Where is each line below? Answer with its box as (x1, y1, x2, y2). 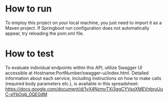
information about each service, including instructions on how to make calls (5, 75, 161, 81)
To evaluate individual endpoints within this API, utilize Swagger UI (5, 64, 143, 70)
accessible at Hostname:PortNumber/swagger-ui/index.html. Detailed (5, 70, 149, 76)
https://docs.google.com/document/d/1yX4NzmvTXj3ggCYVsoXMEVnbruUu (5, 86, 163, 92)
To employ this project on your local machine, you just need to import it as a (5, 20, 162, 26)
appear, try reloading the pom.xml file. (5, 30, 84, 36)
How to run (5, 3, 52, 15)
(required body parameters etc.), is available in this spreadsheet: (5, 80, 139, 86)
